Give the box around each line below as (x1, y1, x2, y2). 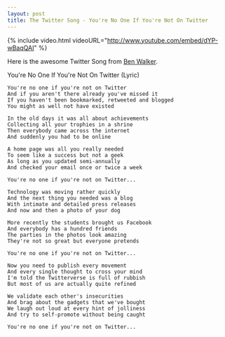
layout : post (7, 10, 46, 18)
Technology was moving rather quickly (7, 188, 121, 195)
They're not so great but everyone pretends (7, 238, 139, 245)
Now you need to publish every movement (7, 262, 128, 269)
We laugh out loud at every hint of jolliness (7, 305, 146, 312)
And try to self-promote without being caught (7, 311, 146, 318)
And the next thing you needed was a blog (7, 194, 133, 202)
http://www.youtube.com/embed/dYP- (107, 36, 219, 44)
